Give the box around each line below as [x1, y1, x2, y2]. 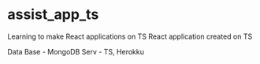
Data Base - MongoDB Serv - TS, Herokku [7, 47, 145, 56]
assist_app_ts [7, 6, 99, 24]
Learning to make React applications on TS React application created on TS [7, 32, 253, 41]
